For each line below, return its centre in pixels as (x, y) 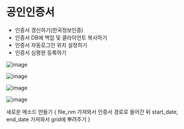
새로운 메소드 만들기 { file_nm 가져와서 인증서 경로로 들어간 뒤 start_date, (92, 112)
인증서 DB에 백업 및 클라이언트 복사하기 (61, 37)
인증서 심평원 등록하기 (41, 52)
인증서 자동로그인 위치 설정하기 (51, 45)
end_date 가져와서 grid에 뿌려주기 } (49, 119)
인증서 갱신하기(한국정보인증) (49, 30)
